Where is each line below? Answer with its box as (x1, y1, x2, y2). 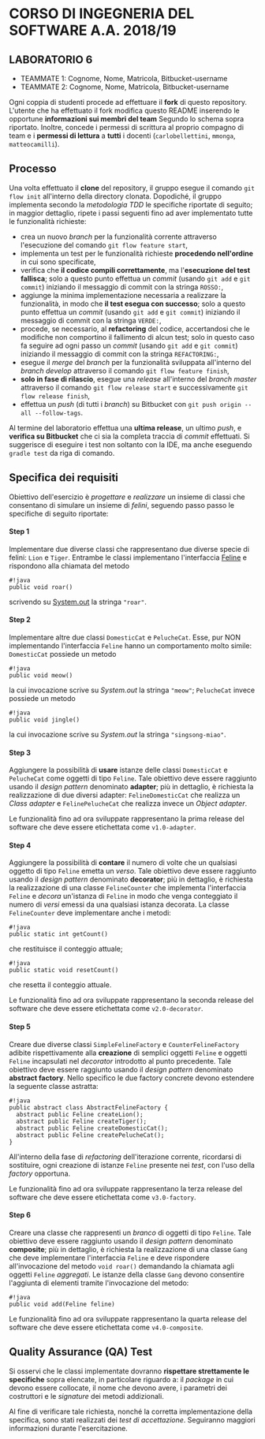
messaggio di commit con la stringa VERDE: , (20, 315, 162, 325)
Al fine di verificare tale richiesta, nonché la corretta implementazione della (9, 1407, 253, 1416)
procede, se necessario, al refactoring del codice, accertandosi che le (20, 324, 251, 334)
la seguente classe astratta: (9, 1081, 99, 1090)
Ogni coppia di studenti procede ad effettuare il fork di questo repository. (9, 98, 248, 106)
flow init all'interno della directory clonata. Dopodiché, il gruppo (9, 191, 222, 201)
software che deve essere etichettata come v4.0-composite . (9, 1322, 203, 1332)
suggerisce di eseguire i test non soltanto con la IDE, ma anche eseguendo (9, 439, 252, 449)
